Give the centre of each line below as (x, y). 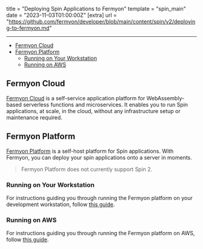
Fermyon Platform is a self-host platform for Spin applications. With (90, 151)
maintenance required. (34, 117)
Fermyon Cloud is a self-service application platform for (76, 98)
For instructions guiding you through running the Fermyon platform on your (99, 198)
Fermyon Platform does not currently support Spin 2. (87, 169)
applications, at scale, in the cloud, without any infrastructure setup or (93, 111)
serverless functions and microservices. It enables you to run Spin (106, 105)
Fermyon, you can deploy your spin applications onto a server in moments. (99, 157)
